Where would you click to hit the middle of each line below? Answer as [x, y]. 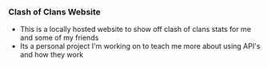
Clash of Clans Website [55, 12]
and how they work [52, 55]
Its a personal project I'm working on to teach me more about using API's [140, 46]
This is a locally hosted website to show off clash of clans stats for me [136, 30]
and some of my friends [59, 37]
